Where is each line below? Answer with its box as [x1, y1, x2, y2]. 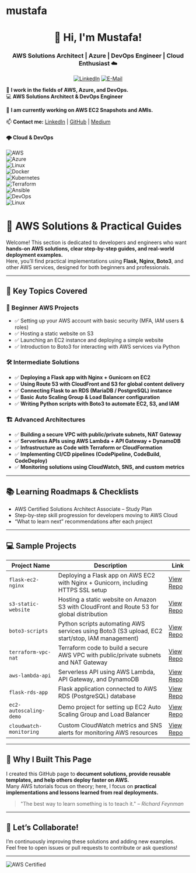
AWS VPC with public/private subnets [58, 651, 162, 659]
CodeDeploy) [14, 458, 48, 465]
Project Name [11, 561, 51, 569]
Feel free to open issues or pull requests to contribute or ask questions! [6, 844, 178, 851]
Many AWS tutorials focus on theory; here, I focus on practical [6, 782, 156, 789]
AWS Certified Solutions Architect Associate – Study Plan [14, 505, 152, 513]
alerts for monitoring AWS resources [58, 728, 158, 737]
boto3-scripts [9, 627, 48, 634]
